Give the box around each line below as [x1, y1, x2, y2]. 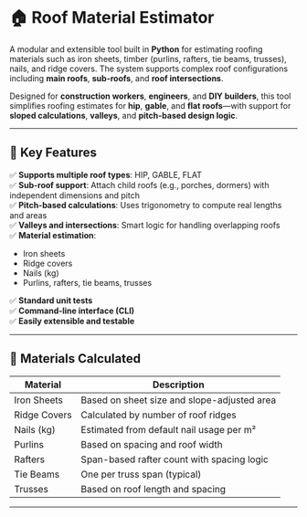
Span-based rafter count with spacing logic [80, 453, 270, 466]
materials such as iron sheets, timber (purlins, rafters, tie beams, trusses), [9, 53, 288, 64]
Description [152, 378, 205, 391]
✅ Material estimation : [9, 229, 97, 240]
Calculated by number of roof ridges [80, 408, 237, 421]
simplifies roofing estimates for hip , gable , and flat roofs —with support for [9, 100, 291, 111]
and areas [9, 209, 48, 220]
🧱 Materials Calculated [9, 351, 142, 366]
